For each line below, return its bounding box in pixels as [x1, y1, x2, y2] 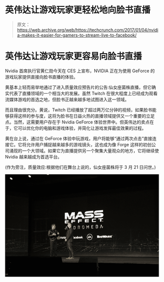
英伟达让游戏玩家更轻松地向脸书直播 [5, 4, 151, 16]
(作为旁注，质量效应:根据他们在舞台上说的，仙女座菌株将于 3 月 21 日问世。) [5, 164, 156, 170]
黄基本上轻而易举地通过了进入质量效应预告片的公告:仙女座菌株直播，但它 [5, 84, 152, 90]
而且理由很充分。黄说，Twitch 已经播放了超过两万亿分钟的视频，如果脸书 [5, 107, 152, 113]
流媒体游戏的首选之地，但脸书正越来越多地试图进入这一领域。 [5, 96, 129, 102]
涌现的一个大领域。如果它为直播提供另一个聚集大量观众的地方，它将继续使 [9, 147, 159, 154]
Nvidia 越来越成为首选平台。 [5, 154, 62, 160]
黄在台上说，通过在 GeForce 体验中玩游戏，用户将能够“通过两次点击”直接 [5, 135, 153, 141]
